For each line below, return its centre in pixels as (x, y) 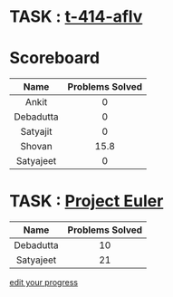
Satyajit (36, 131)
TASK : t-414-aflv (76, 17)
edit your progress (44, 283)
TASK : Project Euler (86, 201)
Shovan (36, 147)
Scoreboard (55, 58)
